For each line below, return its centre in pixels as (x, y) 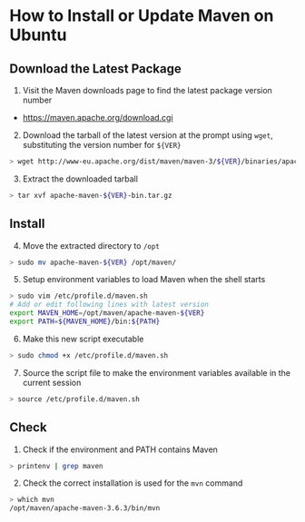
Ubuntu (38, 35)
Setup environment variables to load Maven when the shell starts (144, 280)
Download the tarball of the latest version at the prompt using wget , (148, 135)
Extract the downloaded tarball (80, 179)
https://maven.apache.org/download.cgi (98, 118)
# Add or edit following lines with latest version (109, 305)
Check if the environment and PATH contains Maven (120, 449)
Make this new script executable (83, 339)
